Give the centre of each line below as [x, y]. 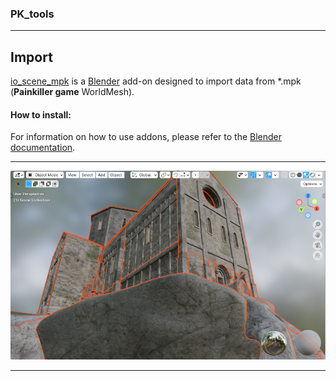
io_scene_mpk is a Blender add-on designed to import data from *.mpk [156, 81]
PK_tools [32, 14]
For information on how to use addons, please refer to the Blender [146, 137]
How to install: [41, 114]
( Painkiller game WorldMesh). [72, 92]
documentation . [43, 148]
